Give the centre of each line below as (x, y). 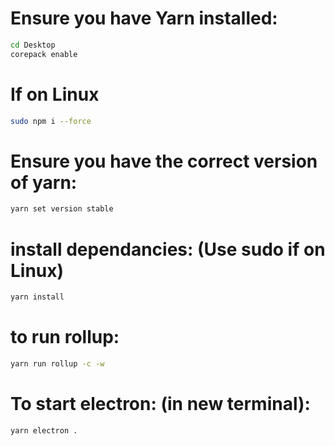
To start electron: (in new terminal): (160, 404)
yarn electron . (44, 430)
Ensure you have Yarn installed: (144, 18)
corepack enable (44, 54)
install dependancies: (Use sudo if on (168, 249)
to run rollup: (65, 337)
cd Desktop (33, 45)
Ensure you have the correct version (164, 161)
